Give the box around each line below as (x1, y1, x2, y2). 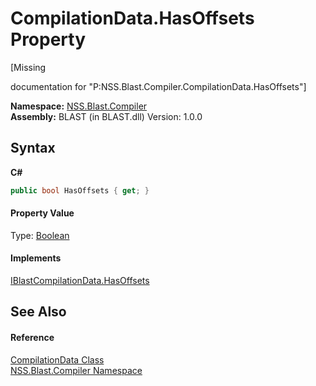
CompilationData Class (10, 353, 105, 366)
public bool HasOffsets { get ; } (10, 185, 150, 196)
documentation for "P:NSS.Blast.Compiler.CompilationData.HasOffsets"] (10, 80, 307, 92)
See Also (10, 303, 67, 321)
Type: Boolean (10, 229, 70, 241)
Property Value (10, 207, 75, 219)
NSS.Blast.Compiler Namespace (10, 364, 143, 376)
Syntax (10, 140, 56, 157)
